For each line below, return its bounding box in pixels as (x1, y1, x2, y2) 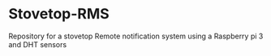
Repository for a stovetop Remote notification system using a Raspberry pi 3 (8, 31, 264, 41)
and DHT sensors (8, 39, 67, 49)
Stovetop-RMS (8, 5, 110, 23)
